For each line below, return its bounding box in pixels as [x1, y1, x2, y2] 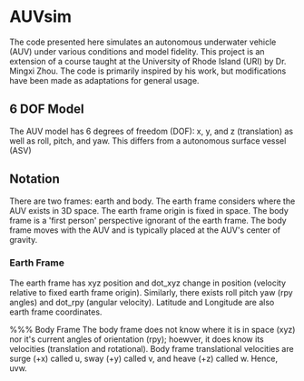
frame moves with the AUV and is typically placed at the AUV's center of [9, 225, 281, 236]
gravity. [9, 234, 38, 245]
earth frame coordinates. [9, 306, 103, 317]
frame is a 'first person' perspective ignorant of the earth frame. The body [9, 215, 288, 226]
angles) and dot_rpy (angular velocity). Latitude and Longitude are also [9, 296, 275, 307]
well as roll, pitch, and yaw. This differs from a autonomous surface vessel [9, 135, 287, 146]
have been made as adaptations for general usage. [9, 75, 200, 85]
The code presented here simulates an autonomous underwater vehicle [9, 36, 277, 47]
